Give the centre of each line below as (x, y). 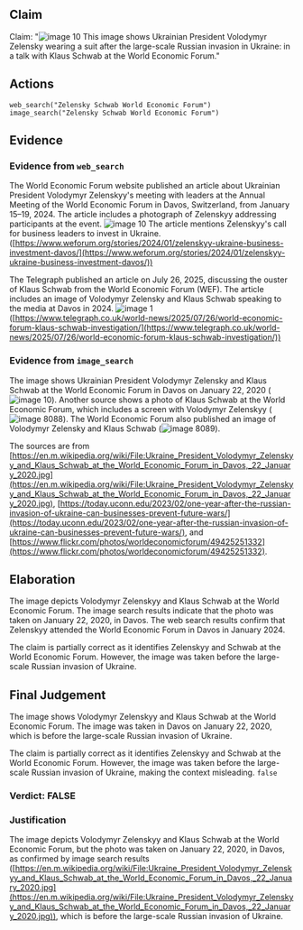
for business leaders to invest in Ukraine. (85, 234)
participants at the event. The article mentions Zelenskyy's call (148, 224)
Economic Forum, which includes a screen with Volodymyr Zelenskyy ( (141, 409)
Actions (32, 84)
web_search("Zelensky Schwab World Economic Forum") (110, 105)
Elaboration (42, 580)
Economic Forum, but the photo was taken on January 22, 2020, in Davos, (147, 849)
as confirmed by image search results (80, 859)
